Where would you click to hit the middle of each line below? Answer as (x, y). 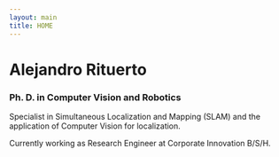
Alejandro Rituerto (78, 70)
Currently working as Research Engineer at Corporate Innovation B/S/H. (140, 143)
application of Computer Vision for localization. (95, 126)
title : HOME (31, 26)
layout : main (33, 17)
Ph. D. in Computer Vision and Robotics (95, 97)
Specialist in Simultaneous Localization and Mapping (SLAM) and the (135, 116)
